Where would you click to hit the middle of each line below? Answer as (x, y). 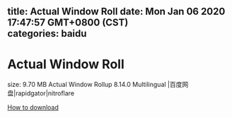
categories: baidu (47, 34)
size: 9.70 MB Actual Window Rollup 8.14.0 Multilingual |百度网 (98, 85)
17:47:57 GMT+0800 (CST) (68, 23)
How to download (33, 107)
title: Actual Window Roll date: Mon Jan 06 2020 (116, 12)
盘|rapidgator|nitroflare (41, 93)
